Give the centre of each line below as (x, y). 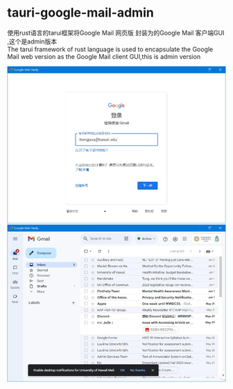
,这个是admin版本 (32, 41)
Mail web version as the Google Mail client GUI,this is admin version (104, 56)
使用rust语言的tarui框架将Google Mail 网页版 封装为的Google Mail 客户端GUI (116, 33)
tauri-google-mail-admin (80, 13)
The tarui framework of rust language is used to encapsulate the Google (110, 49)
